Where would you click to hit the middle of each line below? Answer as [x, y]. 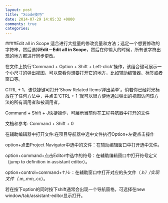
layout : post [19, 10]
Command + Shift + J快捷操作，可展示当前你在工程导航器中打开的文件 [77, 113]
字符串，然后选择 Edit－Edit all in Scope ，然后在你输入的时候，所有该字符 [81, 50]
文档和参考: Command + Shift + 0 [39, 124]
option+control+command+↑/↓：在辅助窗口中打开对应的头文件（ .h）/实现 [82, 172]
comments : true [21, 24]
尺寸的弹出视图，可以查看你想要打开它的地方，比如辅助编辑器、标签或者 [88, 73]
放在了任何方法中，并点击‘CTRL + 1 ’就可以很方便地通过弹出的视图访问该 [80, 96]
